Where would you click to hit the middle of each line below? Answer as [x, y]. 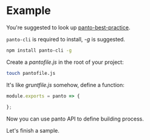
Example [29, 11]
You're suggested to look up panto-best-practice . [68, 27]
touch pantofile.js [31, 73]
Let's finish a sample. [33, 131]
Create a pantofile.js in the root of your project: [65, 62]
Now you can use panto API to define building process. [75, 119]
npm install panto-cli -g [39, 50]
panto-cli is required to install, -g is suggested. [66, 39]
